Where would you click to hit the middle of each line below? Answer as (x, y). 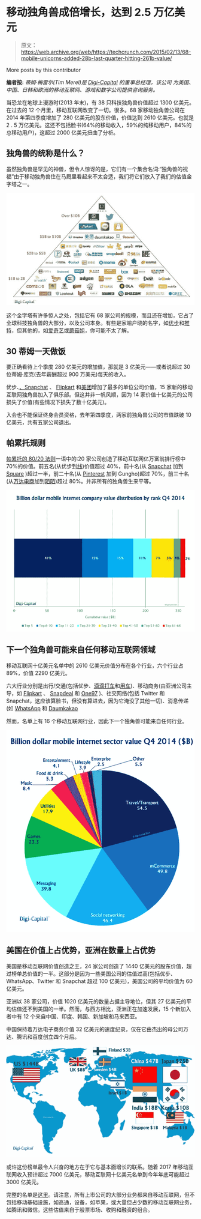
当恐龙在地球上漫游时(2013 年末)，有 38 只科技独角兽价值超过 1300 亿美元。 (100, 102)
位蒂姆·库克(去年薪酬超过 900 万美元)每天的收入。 (68, 374)
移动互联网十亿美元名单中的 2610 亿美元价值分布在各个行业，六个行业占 (95, 665)
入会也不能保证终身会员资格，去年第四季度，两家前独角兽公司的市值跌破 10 (99, 414)
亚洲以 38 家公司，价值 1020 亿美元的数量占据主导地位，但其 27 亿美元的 (96, 1001)
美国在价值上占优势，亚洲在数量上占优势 (81, 950)
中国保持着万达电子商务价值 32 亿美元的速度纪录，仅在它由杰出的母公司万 (98, 1029)
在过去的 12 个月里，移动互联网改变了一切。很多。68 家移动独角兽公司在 (96, 110)
